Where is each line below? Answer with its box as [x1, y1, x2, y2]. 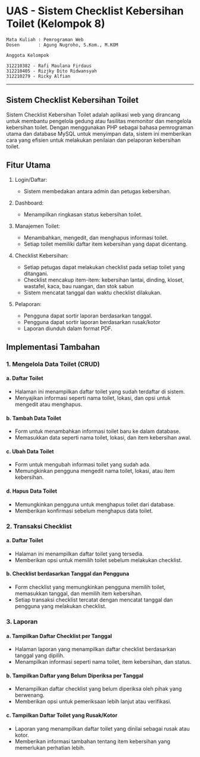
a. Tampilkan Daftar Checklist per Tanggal [6, 632, 112, 639]
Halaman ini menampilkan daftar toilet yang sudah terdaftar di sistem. [14, 388, 185, 395]
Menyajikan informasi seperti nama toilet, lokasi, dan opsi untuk [14, 395, 171, 402]
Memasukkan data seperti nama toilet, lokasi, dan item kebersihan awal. [14, 434, 192, 441]
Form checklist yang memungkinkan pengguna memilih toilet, [14, 584, 165, 591]
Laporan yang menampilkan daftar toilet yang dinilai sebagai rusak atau [14, 725, 190, 732]
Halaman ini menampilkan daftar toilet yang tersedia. [14, 550, 144, 557]
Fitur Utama [6, 160, 51, 170]
